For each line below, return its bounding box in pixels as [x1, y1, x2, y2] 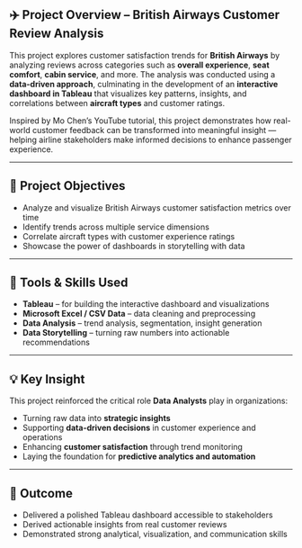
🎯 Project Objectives [9, 178, 126, 193]
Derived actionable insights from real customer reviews [22, 519, 227, 530]
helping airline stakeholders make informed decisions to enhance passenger [9, 134, 292, 145]
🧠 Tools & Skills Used [9, 275, 129, 291]
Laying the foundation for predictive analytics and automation [22, 451, 256, 462]
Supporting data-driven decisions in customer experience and [22, 422, 256, 434]
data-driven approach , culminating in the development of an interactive [9, 78, 279, 89]
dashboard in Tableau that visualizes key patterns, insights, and [9, 88, 247, 99]
